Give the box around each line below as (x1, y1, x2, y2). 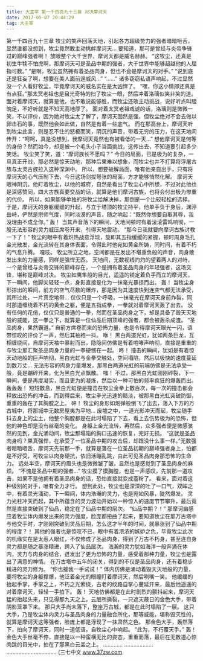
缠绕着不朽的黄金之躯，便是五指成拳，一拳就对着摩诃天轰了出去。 (22, 301, 186, 308)
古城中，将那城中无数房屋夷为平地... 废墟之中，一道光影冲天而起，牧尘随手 (6, 407, 193, 414)
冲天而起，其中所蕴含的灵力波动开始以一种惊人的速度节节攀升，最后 (22, 497, 192, 505)
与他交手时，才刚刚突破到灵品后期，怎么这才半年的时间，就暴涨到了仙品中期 (6, 520, 197, 528)
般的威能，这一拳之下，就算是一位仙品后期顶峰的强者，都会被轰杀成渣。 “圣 (6, 316, 196, 324)
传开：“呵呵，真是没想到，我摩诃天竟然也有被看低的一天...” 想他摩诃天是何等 (6, 135, 197, 142)
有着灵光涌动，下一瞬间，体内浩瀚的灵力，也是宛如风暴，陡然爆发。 (16, 490, 186, 497)
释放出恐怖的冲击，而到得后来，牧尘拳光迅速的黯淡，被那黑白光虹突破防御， (6, 392, 197, 399)
